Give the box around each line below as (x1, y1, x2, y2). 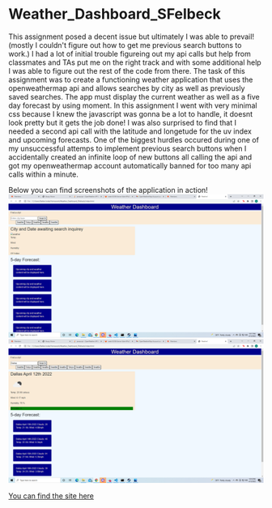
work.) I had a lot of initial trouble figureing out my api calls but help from (8, 49, 251, 58)
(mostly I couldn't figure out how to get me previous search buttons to (8, 40, 242, 49)
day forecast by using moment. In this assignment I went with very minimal (8, 100, 257, 110)
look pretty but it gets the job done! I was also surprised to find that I (8, 117, 237, 127)
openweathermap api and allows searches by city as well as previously (8, 83, 245, 93)
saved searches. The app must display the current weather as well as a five (8, 92, 261, 101)
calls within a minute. (8, 169, 79, 179)
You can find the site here (8, 491, 95, 501)
